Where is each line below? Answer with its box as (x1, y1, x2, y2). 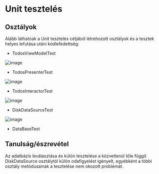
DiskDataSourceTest (12, 107, 53, 113)
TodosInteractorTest (12, 88, 53, 94)
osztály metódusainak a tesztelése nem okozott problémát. (5, 163, 123, 169)
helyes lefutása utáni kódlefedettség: (5, 41, 79, 47)
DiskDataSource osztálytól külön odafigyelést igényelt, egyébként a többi (5, 158, 152, 164)
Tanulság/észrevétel (5, 140, 69, 148)
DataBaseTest (12, 126, 40, 132)
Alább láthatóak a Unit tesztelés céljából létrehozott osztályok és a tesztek (5, 36, 155, 41)
